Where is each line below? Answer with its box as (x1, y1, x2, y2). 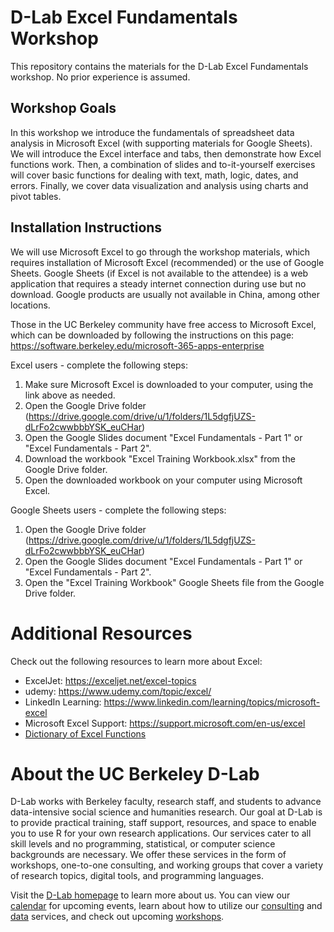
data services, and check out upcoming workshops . (10, 911, 225, 923)
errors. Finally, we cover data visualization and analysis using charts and (10, 179, 309, 191)
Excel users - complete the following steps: (10, 359, 189, 371)
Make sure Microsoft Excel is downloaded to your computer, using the (24, 378, 314, 390)
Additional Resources (10, 622, 193, 645)
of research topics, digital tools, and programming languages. (10, 870, 264, 882)
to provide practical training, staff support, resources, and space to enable (10, 817, 317, 829)
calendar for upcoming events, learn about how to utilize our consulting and (10, 900, 323, 912)
